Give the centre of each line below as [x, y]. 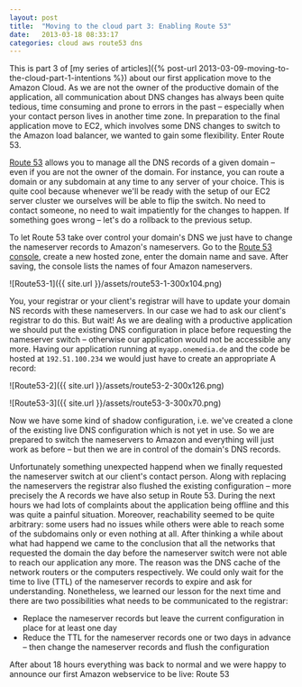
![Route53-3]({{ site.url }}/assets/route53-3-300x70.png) [115, 403]
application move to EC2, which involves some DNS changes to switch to [145, 126]
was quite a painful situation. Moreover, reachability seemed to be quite [142, 515]
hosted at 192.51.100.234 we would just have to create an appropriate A [143, 359]
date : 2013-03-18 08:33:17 [64, 34]
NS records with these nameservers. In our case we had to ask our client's [148, 311]
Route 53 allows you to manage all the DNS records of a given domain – [142, 162]
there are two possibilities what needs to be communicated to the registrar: [149, 601]
